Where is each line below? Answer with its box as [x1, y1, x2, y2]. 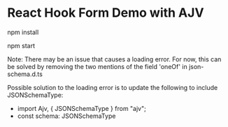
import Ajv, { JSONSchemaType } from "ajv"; [17, 104, 147, 112]
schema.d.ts [7, 70, 43, 78]
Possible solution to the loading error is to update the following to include [7, 83, 218, 91]
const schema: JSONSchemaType [17, 112, 116, 120]
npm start [7, 41, 36, 50]
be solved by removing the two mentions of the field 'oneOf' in [7, 62, 187, 70]
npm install [7, 28, 39, 36]
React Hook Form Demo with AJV [7, 5, 204, 21]
